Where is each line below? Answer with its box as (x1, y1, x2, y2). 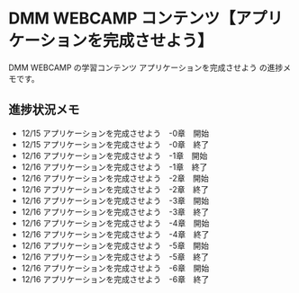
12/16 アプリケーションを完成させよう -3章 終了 (21, 206, 210, 217)
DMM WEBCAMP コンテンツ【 (8, 8, 236, 29)
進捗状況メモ (8, 102, 80, 118)
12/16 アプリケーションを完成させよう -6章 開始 (21, 262, 210, 273)
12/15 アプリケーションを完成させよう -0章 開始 (21, 128, 210, 138)
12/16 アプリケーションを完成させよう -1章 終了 (21, 161, 208, 172)
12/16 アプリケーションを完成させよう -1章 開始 (21, 150, 208, 161)
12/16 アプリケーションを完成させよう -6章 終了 (21, 273, 210, 284)
